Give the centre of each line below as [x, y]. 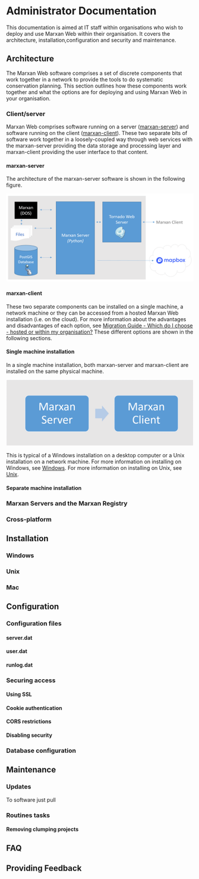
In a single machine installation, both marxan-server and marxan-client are [97, 365]
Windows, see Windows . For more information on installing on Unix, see [94, 468]
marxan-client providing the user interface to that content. [77, 152]
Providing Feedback [44, 868]
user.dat [17, 651]
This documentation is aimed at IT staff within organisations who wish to [95, 27]
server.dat [19, 638]
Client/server [26, 114]
